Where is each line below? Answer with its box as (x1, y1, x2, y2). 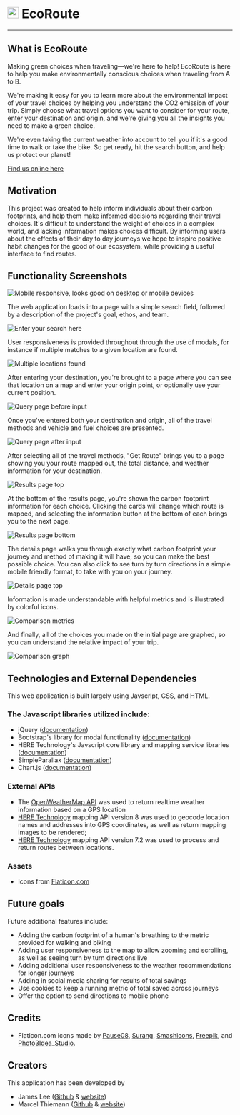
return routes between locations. (17, 843, 114, 851)
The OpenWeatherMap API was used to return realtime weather (17, 797, 205, 806)
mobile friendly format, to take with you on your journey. (7, 567, 173, 576)
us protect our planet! (7, 150, 71, 159)
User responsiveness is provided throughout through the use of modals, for (7, 338, 230, 346)
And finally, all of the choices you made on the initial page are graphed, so (7, 631, 226, 639)
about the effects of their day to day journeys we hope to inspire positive (7, 234, 221, 243)
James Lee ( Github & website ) (17, 1092, 107, 1101)
